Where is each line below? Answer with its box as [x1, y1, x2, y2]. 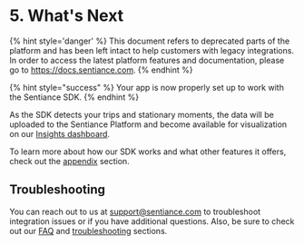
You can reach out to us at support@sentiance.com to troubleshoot [9, 206, 261, 217]
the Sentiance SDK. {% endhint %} [9, 92, 139, 103]
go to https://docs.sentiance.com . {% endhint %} [9, 64, 193, 75]
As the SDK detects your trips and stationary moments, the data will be [9, 109, 274, 120]
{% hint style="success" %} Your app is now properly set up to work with [9, 82, 284, 93]
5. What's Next [9, 5, 124, 26]
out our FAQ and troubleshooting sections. [9, 225, 168, 236]
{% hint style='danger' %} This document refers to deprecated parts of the [9, 35, 290, 46]
